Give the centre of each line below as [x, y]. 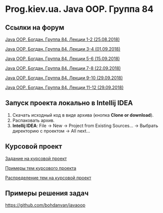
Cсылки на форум [35, 28]
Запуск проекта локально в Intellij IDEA [69, 103]
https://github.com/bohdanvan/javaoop [45, 205]
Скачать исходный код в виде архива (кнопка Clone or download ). [83, 115]
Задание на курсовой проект [36, 158]
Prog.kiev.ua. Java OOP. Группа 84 [80, 9]
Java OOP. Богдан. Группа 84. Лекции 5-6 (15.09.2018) [63, 59]
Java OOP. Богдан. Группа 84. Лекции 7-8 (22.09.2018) [63, 68]
